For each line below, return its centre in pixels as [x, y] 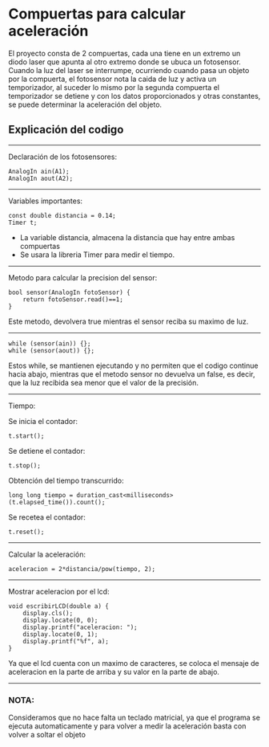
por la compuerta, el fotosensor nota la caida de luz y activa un [112, 79]
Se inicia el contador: [43, 421]
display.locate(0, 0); [60, 620]
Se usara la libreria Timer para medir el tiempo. [97, 255]
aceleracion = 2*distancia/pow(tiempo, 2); [82, 569]
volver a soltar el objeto [47, 735]
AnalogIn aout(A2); [41, 178]
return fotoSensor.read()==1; [73, 299]
